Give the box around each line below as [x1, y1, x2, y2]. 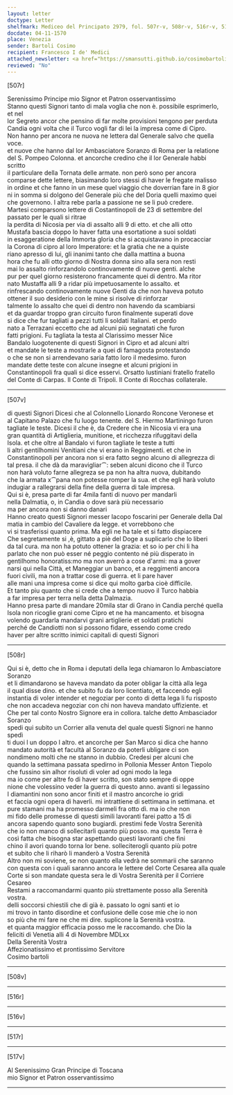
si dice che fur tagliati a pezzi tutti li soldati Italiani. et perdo [7, 316, 177, 324]
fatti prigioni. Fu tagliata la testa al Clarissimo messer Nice [7, 331, 173, 339]
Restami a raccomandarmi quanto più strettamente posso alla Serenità [7, 886, 208, 894]
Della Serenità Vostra [7, 937, 67, 946]
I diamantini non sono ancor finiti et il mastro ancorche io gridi [7, 790, 184, 798]
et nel [7, 109, 24, 118]
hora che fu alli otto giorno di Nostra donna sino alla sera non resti [7, 257, 196, 265]
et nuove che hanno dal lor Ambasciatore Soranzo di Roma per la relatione [7, 146, 220, 154]
